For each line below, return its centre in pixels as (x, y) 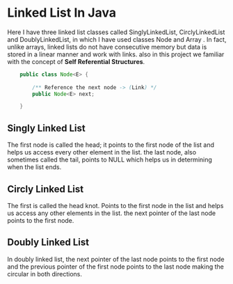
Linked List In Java (62, 13)
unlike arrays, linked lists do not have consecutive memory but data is (107, 47)
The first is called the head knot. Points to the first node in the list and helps (115, 205)
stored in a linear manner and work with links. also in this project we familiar (116, 54)
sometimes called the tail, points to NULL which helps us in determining (110, 160)
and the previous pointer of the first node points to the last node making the (116, 267)
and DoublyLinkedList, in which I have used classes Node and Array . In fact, (117, 39)
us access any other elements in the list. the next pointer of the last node (112, 213)
